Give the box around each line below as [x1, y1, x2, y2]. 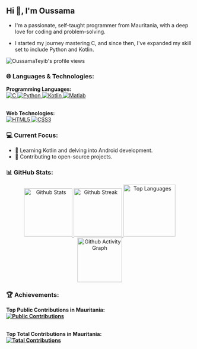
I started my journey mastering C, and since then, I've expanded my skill [14, 39, 192, 46]
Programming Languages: [6, 85, 72, 93]
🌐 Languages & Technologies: [6, 72, 94, 80]
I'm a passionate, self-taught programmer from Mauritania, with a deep [14, 21, 189, 28]
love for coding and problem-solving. [14, 28, 106, 35]
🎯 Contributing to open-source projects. [14, 153, 113, 160]
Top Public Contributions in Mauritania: [6, 306, 105, 313]
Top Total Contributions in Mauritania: [6, 331, 102, 337]
